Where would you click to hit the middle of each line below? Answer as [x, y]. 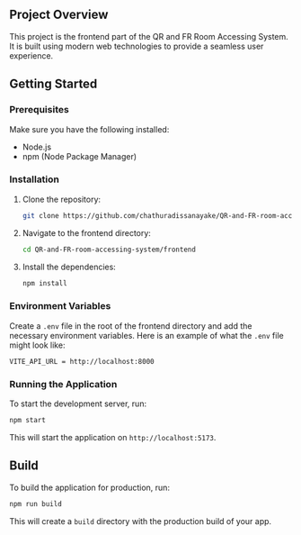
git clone [41, 215]
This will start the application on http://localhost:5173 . [113, 437]
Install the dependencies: [69, 267]
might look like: [37, 345]
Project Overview [59, 15]
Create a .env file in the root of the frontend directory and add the [131, 326]
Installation [35, 179]
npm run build [36, 503]
